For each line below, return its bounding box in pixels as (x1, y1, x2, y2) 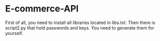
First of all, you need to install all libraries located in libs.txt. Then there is (5, 19, 155, 25)
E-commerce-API (5, 3, 79, 14)
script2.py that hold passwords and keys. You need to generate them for (5, 24, 154, 30)
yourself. (5, 30, 23, 36)
